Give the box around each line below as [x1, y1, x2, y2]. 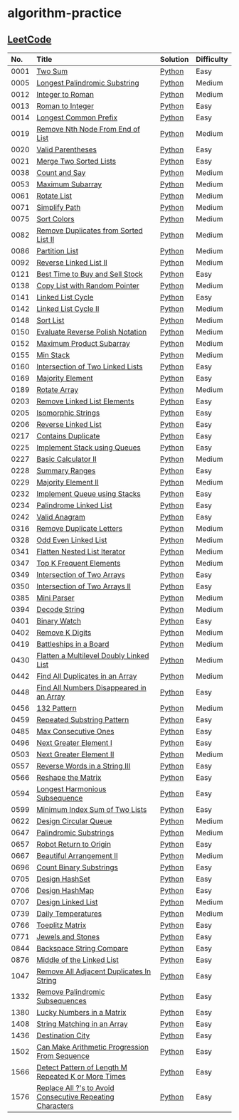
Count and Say [36, 168, 86, 177]
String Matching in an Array [36, 1019, 128, 1029]
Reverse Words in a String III [36, 761, 131, 771]
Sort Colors [36, 214, 75, 223]
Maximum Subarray [36, 179, 102, 189]
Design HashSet [36, 874, 90, 884]
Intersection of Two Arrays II [36, 581, 132, 591]
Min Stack [36, 350, 70, 360]
